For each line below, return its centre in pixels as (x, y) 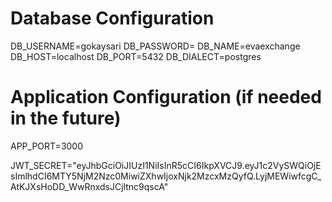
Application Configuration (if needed (166, 97)
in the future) (66, 118)
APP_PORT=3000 (47, 146)
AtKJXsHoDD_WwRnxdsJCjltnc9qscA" (89, 186)
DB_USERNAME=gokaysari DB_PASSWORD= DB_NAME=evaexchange (155, 46)
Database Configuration (112, 18)
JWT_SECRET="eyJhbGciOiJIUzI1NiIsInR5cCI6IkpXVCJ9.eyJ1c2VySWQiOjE (166, 165)
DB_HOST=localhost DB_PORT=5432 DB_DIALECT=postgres (136, 56)
